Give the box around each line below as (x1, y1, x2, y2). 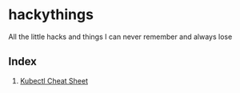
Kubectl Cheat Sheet (19, 76, 88, 85)
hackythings (8, 6, 94, 24)
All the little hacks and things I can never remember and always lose (8, 32, 233, 41)
